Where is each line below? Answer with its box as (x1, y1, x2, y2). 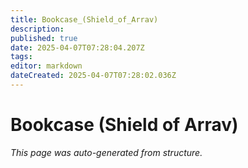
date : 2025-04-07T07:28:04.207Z (10, 42, 145, 53)
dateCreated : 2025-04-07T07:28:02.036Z (10, 71, 177, 81)
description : (10, 24, 65, 34)
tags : (10, 52, 33, 62)
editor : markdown (10, 61, 83, 71)
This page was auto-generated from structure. (10, 146, 203, 158)
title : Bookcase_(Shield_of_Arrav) (10, 14, 159, 25)
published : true (10, 33, 78, 43)
